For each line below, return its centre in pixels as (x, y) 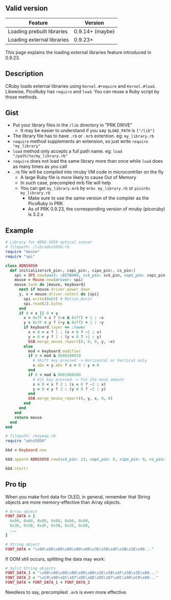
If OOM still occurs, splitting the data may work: (55, 559)
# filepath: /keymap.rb (31, 436)
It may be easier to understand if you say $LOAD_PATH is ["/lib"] (87, 131)
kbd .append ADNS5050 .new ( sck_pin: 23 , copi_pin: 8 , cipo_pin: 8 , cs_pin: (86, 459)
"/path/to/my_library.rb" (40, 156)
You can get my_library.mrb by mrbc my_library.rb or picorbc (85, 188)
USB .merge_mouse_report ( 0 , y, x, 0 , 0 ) (70, 398)
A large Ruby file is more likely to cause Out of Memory (78, 178)
